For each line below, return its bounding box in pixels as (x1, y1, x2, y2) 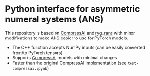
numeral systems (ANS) (5, 14, 104, 25)
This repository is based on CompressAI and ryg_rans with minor (5, 30, 135, 36)
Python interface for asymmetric (5, 3, 140, 15)
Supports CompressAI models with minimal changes (12, 55, 117, 60)
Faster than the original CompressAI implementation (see (12, 60, 127, 66)
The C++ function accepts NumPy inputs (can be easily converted (12, 44, 145, 50)
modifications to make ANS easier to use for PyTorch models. (5, 35, 129, 41)
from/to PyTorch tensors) (12, 50, 63, 56)
